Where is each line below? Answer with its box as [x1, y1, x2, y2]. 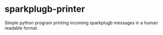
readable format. [4, 25, 39, 31]
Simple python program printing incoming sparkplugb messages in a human [4, 20, 158, 26]
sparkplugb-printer [4, 3, 85, 15]
